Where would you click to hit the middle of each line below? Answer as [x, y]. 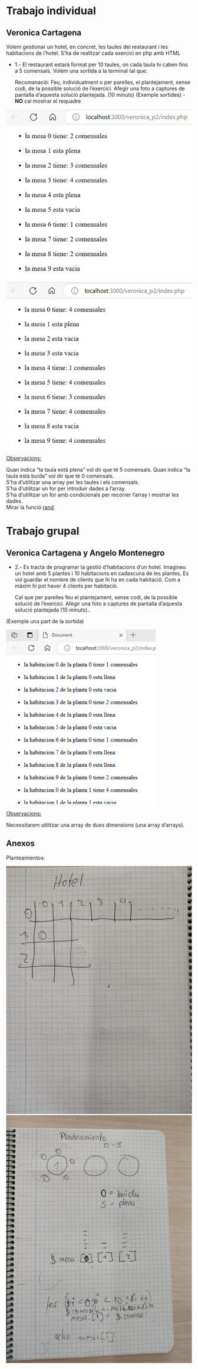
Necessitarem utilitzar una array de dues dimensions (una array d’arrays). [95, 825]
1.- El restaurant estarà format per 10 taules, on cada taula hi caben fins [101, 64]
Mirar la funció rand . [31, 507]
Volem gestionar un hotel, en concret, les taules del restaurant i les [87, 47]
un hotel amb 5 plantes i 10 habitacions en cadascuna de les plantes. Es [102, 573]
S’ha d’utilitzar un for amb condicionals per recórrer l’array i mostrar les [93, 495]
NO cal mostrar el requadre [48, 101]
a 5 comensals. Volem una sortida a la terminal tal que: [81, 71]
